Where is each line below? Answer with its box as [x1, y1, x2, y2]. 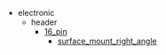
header [30, 17, 58, 27]
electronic [17, 8, 55, 18]
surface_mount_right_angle [57, 35, 157, 46]
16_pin [43, 27, 68, 36]
